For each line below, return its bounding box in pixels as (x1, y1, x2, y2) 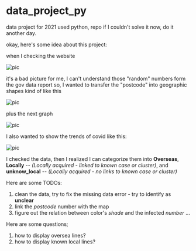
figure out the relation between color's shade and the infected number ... (14, 209, 190, 216)
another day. (6, 29, 37, 36)
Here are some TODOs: (6, 179, 63, 186)
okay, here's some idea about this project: (6, 41, 107, 48)
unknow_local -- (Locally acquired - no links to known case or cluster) (6, 168, 177, 175)
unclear (14, 197, 34, 204)
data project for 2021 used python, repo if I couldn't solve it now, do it (6, 23, 174, 30)
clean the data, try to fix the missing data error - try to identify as (14, 190, 171, 197)
